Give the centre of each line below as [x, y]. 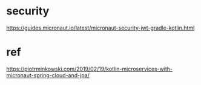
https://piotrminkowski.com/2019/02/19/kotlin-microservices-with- [90, 69]
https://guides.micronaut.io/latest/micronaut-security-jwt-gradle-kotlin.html [100, 28]
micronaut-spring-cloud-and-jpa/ [48, 75]
